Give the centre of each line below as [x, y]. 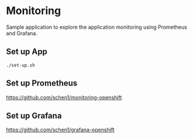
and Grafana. [22, 33]
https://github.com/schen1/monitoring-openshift [64, 97]
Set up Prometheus [42, 83]
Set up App [27, 52]
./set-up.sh [20, 65]
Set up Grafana [34, 116]
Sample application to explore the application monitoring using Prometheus [96, 27]
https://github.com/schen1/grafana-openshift [61, 130]
